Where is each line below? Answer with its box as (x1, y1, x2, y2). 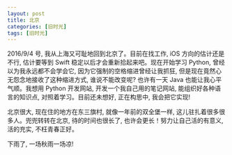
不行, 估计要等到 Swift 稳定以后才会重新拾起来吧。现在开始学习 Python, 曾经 (7, 58, 225, 67)
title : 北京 (7, 17, 40, 24)
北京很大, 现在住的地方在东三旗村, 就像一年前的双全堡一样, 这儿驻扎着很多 (7, 108, 219, 116)
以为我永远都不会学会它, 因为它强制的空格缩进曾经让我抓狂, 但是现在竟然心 (7, 67, 222, 75)
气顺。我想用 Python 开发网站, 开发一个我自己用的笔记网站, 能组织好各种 (7, 84, 215, 92)
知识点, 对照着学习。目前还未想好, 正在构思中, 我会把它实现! (19, 93, 190, 101)
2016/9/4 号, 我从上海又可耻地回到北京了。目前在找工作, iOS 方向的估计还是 (7, 49, 225, 58)
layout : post (7, 10, 45, 17)
